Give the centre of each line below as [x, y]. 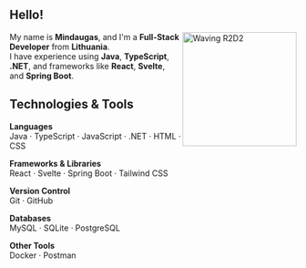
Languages [31, 126]
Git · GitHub [31, 201]
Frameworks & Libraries [56, 163]
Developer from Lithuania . [60, 46]
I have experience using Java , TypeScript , [90, 56]
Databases [31, 218]
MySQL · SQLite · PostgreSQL [65, 228]
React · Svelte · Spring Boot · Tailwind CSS [89, 173]
